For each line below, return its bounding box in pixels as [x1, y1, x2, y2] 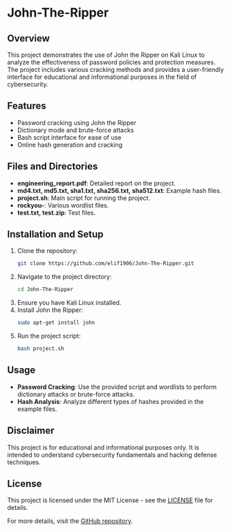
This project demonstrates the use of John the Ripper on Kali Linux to [7, 51, 205, 59]
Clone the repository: [17, 247, 78, 255]
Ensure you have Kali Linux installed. [17, 299, 122, 307]
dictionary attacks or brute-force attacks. [17, 389, 135, 398]
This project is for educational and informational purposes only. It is [7, 443, 199, 451]
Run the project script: [17, 332, 81, 340]
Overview [7, 33, 50, 44]
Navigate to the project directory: [17, 273, 112, 281]
